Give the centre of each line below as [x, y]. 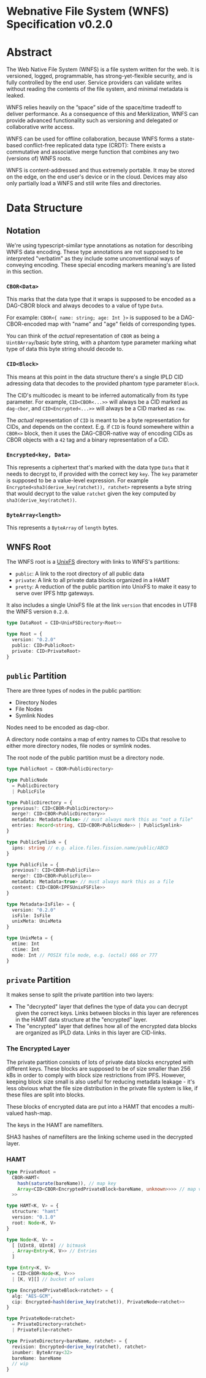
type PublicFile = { [33, 864]
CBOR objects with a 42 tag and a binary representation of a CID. [88, 439]
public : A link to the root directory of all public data [80, 574]
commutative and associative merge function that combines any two [93, 152]
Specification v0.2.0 [60, 24]
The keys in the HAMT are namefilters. [55, 1125]
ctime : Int [26, 949]
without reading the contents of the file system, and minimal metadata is [97, 89]
